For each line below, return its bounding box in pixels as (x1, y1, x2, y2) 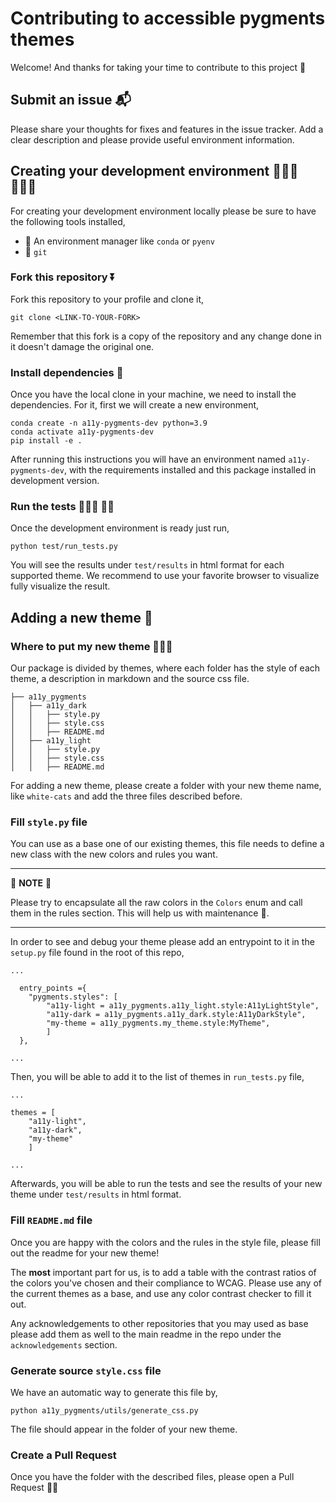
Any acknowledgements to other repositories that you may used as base (10, 1317, 309, 1329)
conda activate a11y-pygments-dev (10, 427, 155, 437)
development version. (10, 475, 100, 487)
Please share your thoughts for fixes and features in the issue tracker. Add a (10, 123, 324, 135)
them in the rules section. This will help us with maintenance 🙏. (10, 907, 270, 919)
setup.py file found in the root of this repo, (10, 947, 185, 959)
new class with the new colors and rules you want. (10, 848, 218, 861)
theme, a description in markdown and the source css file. (10, 673, 250, 685)
